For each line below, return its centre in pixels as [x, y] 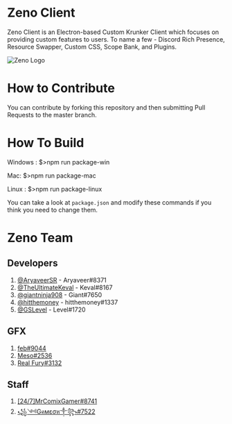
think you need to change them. [53, 210]
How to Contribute [61, 88]
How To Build [46, 143]
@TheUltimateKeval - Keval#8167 [65, 287]
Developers [33, 263]
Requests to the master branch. [52, 115]
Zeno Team [40, 238]
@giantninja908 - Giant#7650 [60, 295]
